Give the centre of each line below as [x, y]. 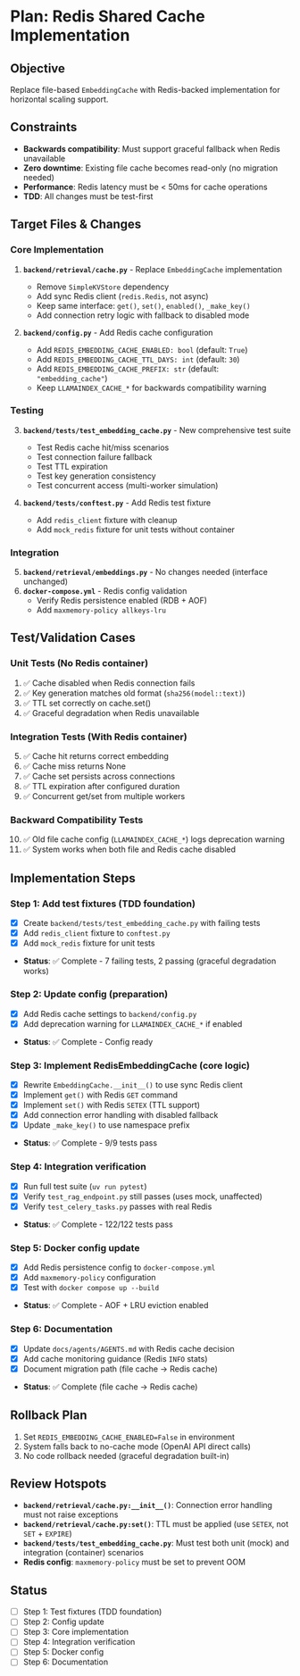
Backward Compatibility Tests [77, 820]
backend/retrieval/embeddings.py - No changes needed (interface [146, 572]
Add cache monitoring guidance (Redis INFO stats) [115, 1358]
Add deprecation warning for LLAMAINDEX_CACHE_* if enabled [133, 1023]
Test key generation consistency [96, 476]
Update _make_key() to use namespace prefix [106, 1125]
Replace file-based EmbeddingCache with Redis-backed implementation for [145, 90]
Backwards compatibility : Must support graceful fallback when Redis [151, 148]
